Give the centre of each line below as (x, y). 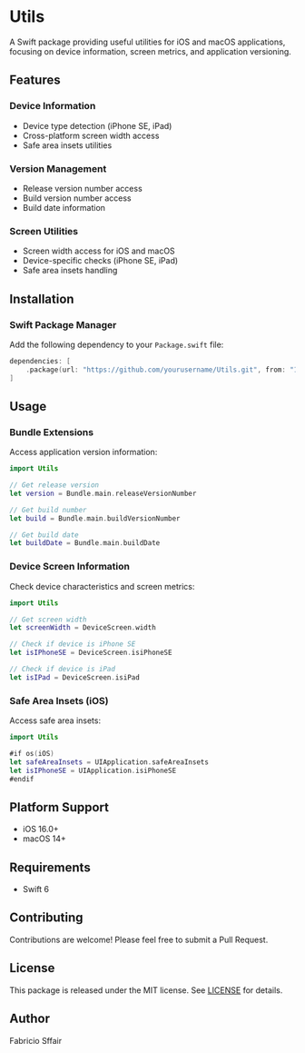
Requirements (50, 867)
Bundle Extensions (51, 432)
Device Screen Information (69, 567)
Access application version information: (84, 452)
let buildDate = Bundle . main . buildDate (85, 543)
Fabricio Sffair (35, 1040)
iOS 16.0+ (40, 829)
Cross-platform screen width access (91, 135)
